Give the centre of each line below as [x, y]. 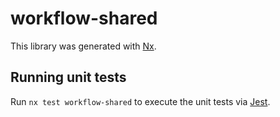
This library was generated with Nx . [83, 46]
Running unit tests [68, 77]
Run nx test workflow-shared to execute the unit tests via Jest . [140, 101]
